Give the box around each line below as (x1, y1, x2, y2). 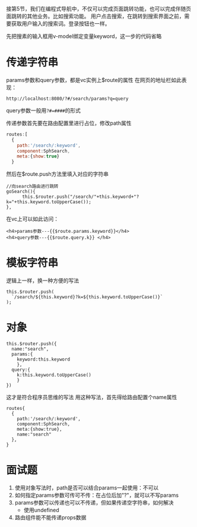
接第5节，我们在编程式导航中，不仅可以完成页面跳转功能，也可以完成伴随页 (6, 5, 192, 12)
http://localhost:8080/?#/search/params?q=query (6, 96, 129, 102)
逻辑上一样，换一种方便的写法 (6, 277, 79, 284)
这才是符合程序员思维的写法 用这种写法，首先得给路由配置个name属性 (6, 394, 177, 401)
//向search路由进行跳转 (6, 184, 59, 190)
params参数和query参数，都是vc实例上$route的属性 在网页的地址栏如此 (6, 76, 182, 83)
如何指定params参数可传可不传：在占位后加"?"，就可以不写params (14, 492, 179, 498)
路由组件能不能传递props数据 (14, 514, 87, 521)
